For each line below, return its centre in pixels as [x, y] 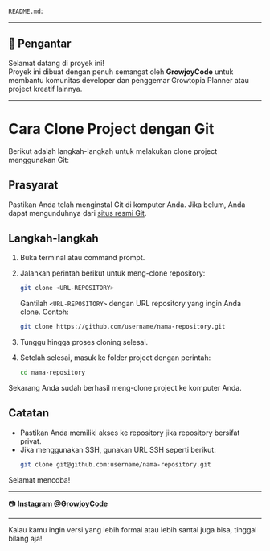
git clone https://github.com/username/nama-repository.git [123, 327]
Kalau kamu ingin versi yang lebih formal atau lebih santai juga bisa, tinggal [133, 529]
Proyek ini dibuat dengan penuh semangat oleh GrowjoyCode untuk [121, 72]
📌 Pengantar [40, 44]
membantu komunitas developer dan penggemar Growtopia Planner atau [129, 80]
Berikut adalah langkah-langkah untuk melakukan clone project [113, 151]
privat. [31, 441]
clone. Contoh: [45, 312]
